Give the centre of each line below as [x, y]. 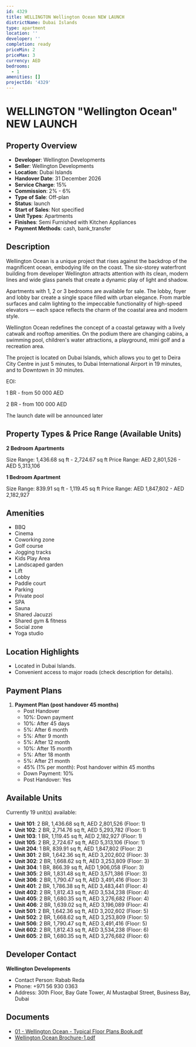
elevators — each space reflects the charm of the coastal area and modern [97, 309]
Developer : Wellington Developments [60, 160]
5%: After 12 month [47, 742]
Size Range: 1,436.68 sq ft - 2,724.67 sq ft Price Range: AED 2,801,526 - [93, 459]
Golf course [29, 546]
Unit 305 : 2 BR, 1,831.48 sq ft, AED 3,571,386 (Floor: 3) [81, 873]
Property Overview [42, 145]
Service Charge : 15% [40, 185]
